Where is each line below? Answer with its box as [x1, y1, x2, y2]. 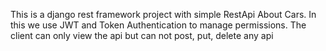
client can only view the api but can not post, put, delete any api [10, 30, 274, 41]
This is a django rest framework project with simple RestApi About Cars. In [10, 9, 317, 20]
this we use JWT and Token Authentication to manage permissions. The [10, 19, 307, 31]
